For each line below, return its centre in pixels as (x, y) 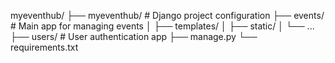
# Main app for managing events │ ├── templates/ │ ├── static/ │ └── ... (162, 26)
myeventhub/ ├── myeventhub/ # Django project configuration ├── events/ (167, 15)
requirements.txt (44, 47)
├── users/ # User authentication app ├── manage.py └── (134, 36)
